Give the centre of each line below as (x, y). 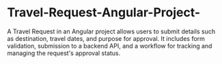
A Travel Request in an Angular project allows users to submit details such (111, 31)
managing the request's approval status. (64, 53)
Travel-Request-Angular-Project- (104, 13)
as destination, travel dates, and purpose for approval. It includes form (106, 38)
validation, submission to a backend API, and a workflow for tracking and (110, 46)
